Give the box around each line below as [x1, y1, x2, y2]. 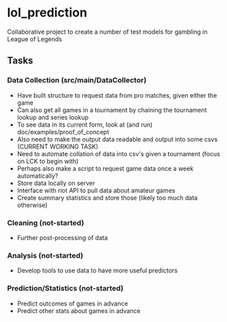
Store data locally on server [16, 179, 95, 187]
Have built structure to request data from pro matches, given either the [16, 91, 217, 99]
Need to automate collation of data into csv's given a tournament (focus [16, 149, 221, 158]
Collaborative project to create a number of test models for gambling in [7, 28, 208, 36]
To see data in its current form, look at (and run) [16, 120, 153, 129]
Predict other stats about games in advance [16, 306, 141, 314]
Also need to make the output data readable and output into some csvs [16, 135, 218, 143]
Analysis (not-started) [7, 250, 84, 260]
